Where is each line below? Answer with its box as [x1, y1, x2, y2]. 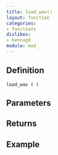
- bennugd [6, 37, 31, 43]
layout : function [6, 15, 50, 21]
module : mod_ [6, 43, 39, 49]
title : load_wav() [6, 9, 53, 15]
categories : [6, 20, 36, 26]
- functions [6, 26, 36, 32]
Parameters [6, 98, 51, 108]
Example [6, 139, 40, 150]
